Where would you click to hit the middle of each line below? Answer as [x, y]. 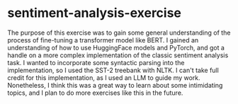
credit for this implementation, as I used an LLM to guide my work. [104, 77]
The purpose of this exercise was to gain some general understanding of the [119, 33]
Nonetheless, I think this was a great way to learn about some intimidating [115, 85]
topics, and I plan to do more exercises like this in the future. [95, 93]
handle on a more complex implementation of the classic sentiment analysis [118, 55]
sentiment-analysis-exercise [95, 13]
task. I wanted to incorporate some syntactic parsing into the [96, 62]
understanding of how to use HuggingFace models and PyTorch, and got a [116, 47]
